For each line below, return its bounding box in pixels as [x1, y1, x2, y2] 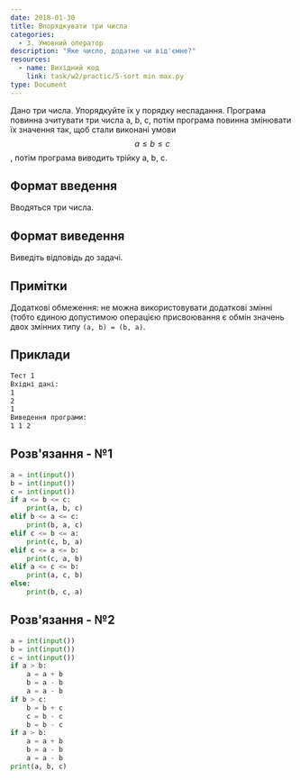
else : [10, 579, 31, 588]
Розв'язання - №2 [10, 612, 115, 628]
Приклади [10, 348, 71, 363]
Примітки [10, 278, 68, 294]
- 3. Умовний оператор [18, 38, 104, 48]
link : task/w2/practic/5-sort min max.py [26, 72, 184, 81]
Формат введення [10, 178, 118, 194]
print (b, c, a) [26, 587, 84, 597]
